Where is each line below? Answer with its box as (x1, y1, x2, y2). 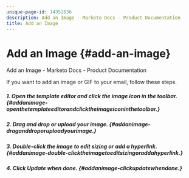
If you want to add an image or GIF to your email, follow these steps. (6, 79, 177, 86)
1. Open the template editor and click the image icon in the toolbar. (6, 92, 177, 99)
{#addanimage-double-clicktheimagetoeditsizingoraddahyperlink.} (6, 149, 184, 156)
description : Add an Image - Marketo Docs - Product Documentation (6, 15, 181, 21)
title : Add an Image (6, 20, 59, 26)
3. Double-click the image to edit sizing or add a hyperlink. (6, 143, 157, 150)
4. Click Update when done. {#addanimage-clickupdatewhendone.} (6, 165, 182, 172)
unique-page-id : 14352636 (6, 9, 72, 15)
